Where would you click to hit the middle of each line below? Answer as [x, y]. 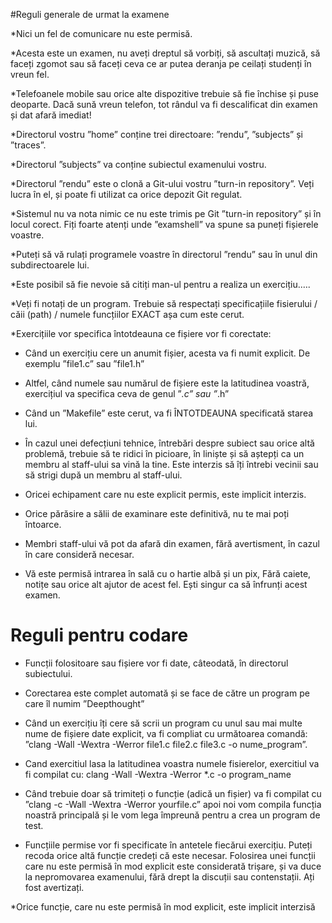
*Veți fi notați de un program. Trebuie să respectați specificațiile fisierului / [164, 303]
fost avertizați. [54, 887]
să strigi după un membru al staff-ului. [103, 475]
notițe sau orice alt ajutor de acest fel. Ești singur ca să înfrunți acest [166, 584]
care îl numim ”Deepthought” [84, 703]
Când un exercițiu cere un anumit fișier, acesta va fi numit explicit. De [167, 353]
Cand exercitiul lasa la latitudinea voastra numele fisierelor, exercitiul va [172, 763]
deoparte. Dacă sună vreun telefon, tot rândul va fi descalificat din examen [164, 104]
